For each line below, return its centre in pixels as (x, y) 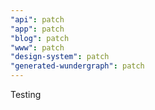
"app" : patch (37, 29)
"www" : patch (37, 47)
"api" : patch (37, 19)
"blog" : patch (40, 38)
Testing (26, 94)
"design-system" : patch (60, 57)
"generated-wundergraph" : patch (77, 66)
